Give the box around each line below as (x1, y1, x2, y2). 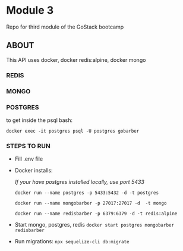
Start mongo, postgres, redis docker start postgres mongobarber (14, 221, 174, 228)
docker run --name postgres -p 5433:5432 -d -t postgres (14, 190, 159, 196)
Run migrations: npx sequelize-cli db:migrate (14, 238, 130, 245)
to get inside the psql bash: (6, 117, 73, 124)
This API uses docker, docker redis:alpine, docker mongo (6, 56, 146, 63)
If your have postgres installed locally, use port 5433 (14, 178, 144, 186)
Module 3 (6, 4, 54, 17)
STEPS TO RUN (6, 142, 51, 150)
